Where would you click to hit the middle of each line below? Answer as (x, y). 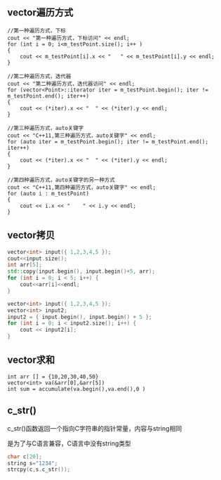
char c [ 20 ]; (25, 456)
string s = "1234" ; (33, 463)
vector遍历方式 (40, 13)
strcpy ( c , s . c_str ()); (39, 469)
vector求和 (31, 360)
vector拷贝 (31, 235)
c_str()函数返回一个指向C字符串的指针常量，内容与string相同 (95, 428)
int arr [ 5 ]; (25, 265)
